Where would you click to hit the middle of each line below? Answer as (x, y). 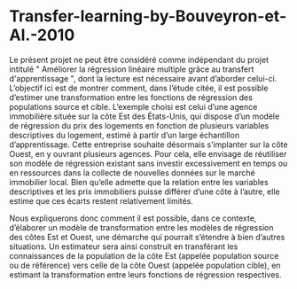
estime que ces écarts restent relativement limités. (101, 200)
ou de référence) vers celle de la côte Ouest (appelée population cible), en (145, 265)
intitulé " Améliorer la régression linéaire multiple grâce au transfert (132, 69)
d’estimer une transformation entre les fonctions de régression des (131, 97)
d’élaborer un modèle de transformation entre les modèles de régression (141, 227)
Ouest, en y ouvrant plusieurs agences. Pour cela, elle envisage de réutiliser (148, 153)
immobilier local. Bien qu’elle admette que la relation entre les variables (139, 182)
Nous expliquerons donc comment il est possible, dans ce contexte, (133, 218)
